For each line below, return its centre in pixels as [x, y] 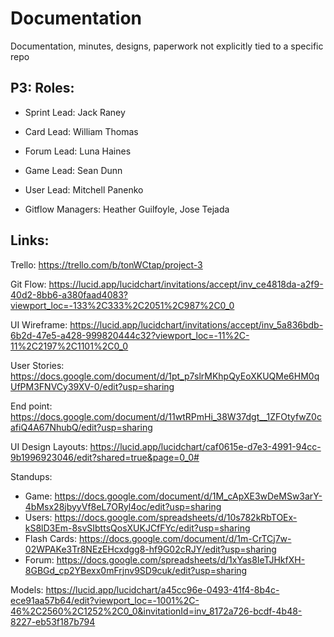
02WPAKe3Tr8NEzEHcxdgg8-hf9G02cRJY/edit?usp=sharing [150, 549]
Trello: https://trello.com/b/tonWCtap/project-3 [106, 264]
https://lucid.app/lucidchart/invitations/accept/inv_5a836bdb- [196, 324]
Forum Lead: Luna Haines [78, 151]
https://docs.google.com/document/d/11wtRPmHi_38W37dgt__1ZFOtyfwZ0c [166, 416]
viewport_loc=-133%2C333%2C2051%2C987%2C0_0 [122, 305]
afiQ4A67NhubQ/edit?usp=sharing [81, 427]
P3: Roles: [42, 88]
